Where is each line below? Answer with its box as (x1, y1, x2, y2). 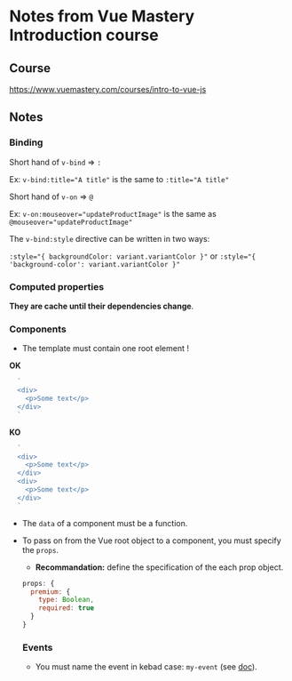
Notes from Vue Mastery (9, 6, 195, 27)
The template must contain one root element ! (21, 343, 189, 354)
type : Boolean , (38, 596, 95, 605)
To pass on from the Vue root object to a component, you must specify (21, 535, 281, 546)
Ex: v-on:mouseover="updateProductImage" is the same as (9, 208, 217, 219)
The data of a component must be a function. (21, 517, 188, 528)
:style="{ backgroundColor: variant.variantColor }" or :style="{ (9, 251, 256, 261)
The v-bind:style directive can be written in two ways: (9, 233, 210, 244)
